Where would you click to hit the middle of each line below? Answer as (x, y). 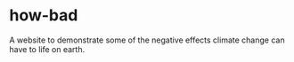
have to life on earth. (47, 49)
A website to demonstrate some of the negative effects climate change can (147, 40)
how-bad (44, 15)
